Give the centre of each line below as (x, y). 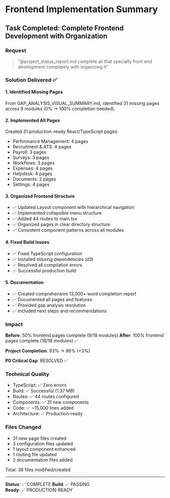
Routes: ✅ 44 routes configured (46, 397)
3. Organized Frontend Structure (40, 196)
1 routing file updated (35, 454)
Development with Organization (56, 36)
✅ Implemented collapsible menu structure (57, 213)
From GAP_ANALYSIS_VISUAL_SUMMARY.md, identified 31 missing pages (82, 103)
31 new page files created (39, 438)
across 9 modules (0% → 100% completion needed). (60, 109)
